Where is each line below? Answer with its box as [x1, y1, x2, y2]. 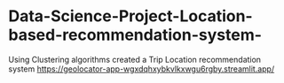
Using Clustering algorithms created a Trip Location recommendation [8, 54, 262, 64]
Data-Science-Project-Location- [8, 6, 254, 26]
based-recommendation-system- [8, 25, 263, 45]
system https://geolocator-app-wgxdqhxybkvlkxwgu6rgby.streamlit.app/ [8, 64, 275, 74]
